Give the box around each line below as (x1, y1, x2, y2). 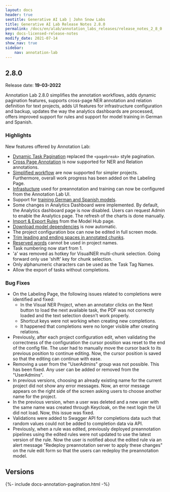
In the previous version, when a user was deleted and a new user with (12, 398, 159, 405)
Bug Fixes (5, 279, 30, 286)
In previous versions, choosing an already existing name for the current (12, 377, 162, 383)
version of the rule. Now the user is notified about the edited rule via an (12, 437, 162, 443)
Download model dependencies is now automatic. (12, 223, 118, 229)
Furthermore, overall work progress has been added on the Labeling (12, 175, 156, 181)
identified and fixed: (12, 296, 55, 302)
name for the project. (12, 393, 57, 399)
